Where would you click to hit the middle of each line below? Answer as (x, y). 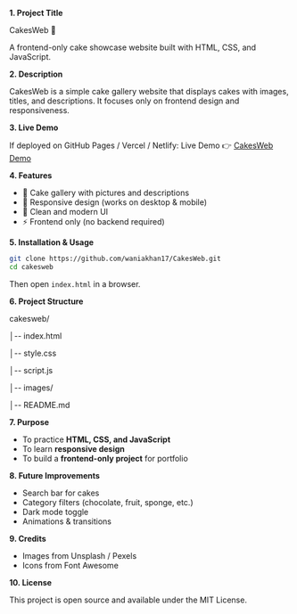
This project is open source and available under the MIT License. (128, 600)
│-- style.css (33, 353)
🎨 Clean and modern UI (65, 212)
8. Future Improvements (55, 475)
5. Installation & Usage (52, 242)
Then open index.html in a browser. (75, 283)
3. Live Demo (34, 127)
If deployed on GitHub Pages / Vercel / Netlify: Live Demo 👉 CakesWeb (141, 145)
